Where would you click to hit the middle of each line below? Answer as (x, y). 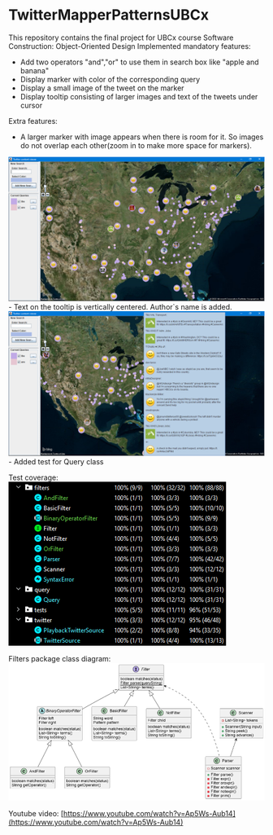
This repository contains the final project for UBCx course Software (121, 37)
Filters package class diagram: (60, 658)
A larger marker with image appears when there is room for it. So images (142, 137)
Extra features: (33, 121)
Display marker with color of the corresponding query (110, 79)
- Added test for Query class (56, 461)
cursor (31, 105)
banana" (35, 70)
